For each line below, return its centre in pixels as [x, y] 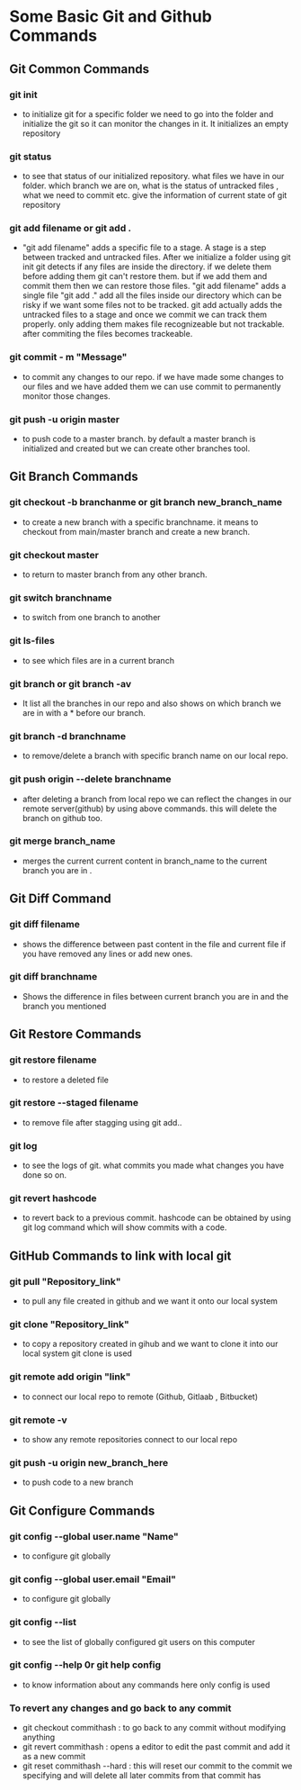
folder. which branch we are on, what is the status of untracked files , [150, 185]
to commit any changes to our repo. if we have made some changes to [153, 376]
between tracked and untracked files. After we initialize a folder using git [156, 258]
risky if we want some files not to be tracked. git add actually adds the [152, 305]
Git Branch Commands [74, 477]
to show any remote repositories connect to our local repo [130, 1439]
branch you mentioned [64, 1006]
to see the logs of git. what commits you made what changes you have [153, 1166]
